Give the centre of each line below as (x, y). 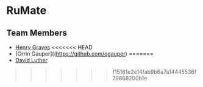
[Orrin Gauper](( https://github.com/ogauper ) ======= (84, 54)
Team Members (37, 33)
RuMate (27, 11)
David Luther (31, 60)
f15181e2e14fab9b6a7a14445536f (155, 72)
